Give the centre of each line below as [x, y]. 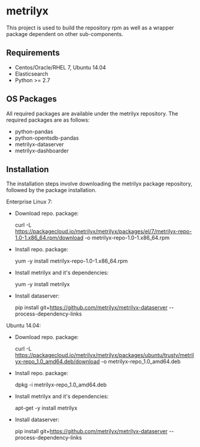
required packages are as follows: [48, 120]
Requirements [33, 53]
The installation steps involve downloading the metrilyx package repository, [99, 184]
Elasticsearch [31, 74]
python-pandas [34, 131]
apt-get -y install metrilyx [46, 408]
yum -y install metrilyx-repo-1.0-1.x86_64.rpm [71, 261]
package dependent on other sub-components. [65, 34]
